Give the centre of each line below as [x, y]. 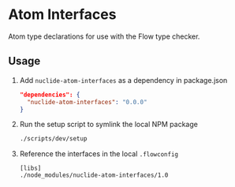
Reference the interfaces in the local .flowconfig [99, 154]
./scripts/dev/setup [53, 139]
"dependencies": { [50, 95]
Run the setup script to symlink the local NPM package [109, 125]
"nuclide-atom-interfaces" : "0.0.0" [87, 102]
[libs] [30, 168]
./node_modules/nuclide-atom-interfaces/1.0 [94, 175]
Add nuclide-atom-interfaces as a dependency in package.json [123, 80]
